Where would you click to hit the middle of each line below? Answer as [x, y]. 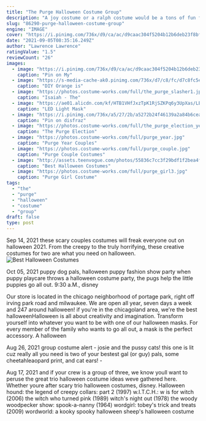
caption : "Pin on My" [45, 75]
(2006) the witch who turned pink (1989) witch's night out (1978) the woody [102, 398]
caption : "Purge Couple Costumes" [61, 154]
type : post [20, 223]
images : [16, 63]
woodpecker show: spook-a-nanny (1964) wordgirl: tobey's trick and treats [101, 405]
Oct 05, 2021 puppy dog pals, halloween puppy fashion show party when [99, 271]
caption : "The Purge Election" [57, 132]
